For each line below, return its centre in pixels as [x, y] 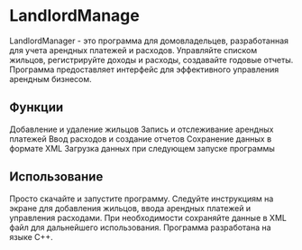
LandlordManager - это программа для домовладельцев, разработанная [149, 41]
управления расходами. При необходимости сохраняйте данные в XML [148, 218]
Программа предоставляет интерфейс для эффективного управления [144, 69]
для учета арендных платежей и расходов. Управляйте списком [133, 50]
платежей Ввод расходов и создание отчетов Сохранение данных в [141, 139]
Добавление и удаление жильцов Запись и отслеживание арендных [142, 129]
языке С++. [32, 236]
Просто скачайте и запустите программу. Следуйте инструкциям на [142, 199]
